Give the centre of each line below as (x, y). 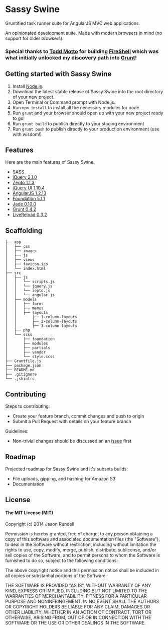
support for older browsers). (34, 38)
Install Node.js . (28, 86)
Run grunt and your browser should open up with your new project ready (88, 113)
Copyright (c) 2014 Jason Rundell (40, 524)
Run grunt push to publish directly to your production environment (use (86, 129)
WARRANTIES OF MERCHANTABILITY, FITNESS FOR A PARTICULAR (76, 596)
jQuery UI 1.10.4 (29, 188)
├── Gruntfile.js (23, 361)
